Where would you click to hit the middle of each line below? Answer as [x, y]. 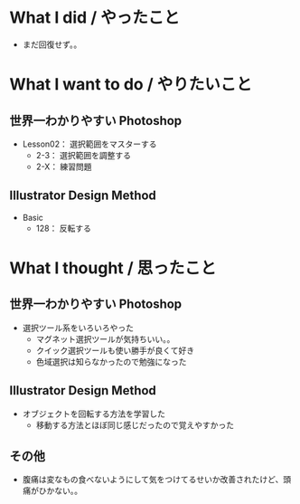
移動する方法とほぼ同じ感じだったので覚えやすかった [135, 424]
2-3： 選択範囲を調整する [83, 155]
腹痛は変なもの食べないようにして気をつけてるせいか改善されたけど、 [153, 480]
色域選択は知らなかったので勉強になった [111, 361]
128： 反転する [64, 228]
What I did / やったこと [95, 18]
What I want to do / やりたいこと [131, 85]
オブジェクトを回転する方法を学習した [94, 414]
